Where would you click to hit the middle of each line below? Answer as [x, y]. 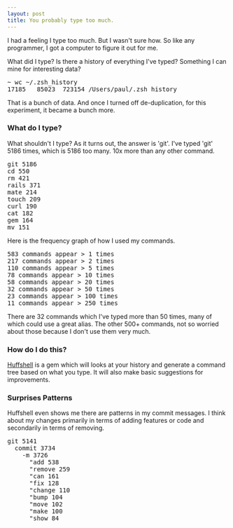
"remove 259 [50, 469]
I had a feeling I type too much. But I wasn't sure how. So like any [101, 40]
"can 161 [44, 476]
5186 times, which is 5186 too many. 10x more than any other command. [111, 151]
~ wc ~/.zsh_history [43, 82]
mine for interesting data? [44, 69]
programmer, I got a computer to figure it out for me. [83, 48]
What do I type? [35, 128]
